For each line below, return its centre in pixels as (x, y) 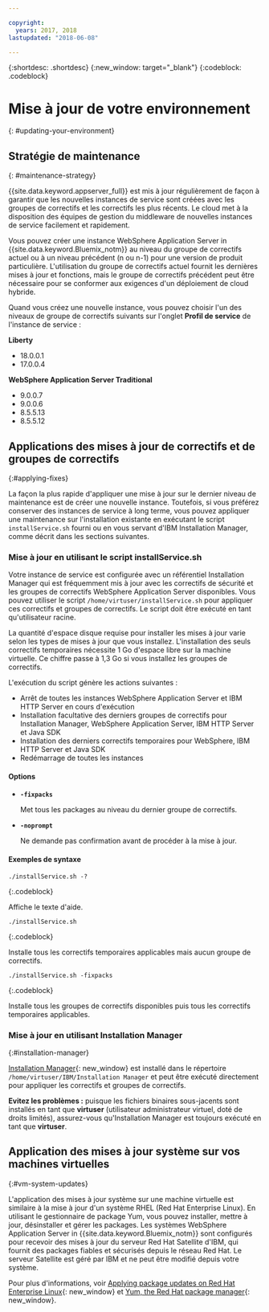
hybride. (22, 292)
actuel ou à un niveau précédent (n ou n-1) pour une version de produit (126, 258)
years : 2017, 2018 (47, 30)
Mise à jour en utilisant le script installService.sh (105, 557)
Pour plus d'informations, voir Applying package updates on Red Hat (122, 1283)
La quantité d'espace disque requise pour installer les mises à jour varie (127, 633)
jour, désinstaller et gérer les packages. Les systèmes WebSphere (118, 1224)
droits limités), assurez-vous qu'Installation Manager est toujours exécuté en (135, 1118)
